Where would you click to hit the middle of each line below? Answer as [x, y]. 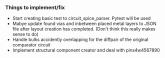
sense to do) [25, 34]
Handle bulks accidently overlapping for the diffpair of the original [80, 39]
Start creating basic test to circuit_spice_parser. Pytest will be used [81, 18]
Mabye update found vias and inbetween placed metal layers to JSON [84, 23]
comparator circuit [31, 45]
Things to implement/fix [35, 7]
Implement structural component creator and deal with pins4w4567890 [86, 50]
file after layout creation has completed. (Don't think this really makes [84, 29]
